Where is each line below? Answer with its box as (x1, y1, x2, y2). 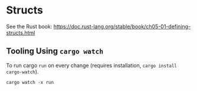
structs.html (6, 29, 35, 36)
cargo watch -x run (6, 79, 54, 85)
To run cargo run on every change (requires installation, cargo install (6, 62, 178, 69)
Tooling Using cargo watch (6, 46, 104, 56)
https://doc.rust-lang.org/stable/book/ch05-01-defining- (53, 23, 191, 30)
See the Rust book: (6, 23, 52, 30)
